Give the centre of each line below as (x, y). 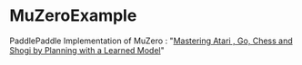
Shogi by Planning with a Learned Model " (87, 50)
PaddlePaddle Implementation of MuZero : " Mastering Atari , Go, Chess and (151, 41)
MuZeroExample (73, 16)
